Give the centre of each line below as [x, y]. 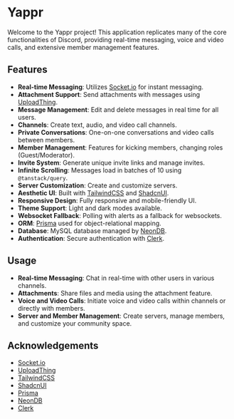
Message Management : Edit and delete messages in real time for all [118, 109]
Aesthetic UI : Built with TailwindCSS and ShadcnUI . [93, 192]
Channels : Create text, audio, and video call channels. [97, 125]
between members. [46, 140]
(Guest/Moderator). [46, 155]
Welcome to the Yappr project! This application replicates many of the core [117, 32]
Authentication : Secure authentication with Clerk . [91, 238]
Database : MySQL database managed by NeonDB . [92, 231]
